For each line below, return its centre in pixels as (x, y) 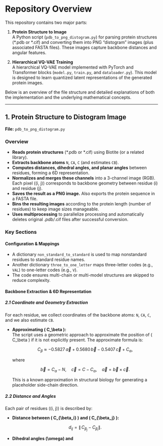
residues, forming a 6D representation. (51, 173)
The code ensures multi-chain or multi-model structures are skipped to (83, 275)
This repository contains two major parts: (46, 22)
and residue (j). (27, 188)
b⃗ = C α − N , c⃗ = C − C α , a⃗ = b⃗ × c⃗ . (85, 370)
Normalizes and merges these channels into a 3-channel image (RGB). (84, 178)
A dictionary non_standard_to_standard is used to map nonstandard (79, 255)
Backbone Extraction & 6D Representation (48, 291)
